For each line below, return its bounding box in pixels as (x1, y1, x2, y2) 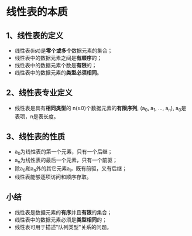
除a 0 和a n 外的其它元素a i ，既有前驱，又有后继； (14, 165, 128, 173)
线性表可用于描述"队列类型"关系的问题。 (14, 223, 112, 230)
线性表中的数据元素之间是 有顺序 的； (14, 54, 102, 61)
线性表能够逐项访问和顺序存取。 (14, 173, 92, 180)
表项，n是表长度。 (14, 112, 60, 120)
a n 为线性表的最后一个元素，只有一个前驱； (14, 156, 118, 165)
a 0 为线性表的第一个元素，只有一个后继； (14, 148, 113, 157)
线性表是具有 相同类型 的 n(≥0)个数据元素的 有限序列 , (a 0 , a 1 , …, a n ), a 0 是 (14, 104, 187, 113)
